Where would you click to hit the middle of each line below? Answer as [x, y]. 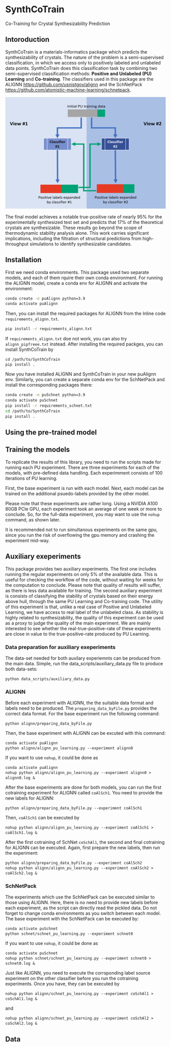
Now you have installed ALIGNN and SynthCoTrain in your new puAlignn [81, 374]
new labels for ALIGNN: [30, 798]
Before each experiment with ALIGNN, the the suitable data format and [79, 703]
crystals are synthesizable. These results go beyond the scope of [74, 228]
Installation [23, 260]
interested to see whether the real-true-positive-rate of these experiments [83, 628]
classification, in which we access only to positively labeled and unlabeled [83, 63]
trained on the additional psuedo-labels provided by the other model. [78, 493]
